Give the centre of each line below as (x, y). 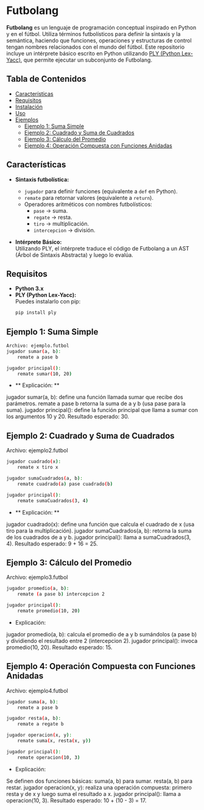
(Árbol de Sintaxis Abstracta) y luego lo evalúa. (74, 255)
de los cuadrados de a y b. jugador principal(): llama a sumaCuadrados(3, (99, 537)
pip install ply (36, 313)
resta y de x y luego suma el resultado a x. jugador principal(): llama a (94, 794)
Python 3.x (29, 289)
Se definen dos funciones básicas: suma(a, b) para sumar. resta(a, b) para (100, 781)
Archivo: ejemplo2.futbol (37, 450)
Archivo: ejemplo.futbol (38, 346)
